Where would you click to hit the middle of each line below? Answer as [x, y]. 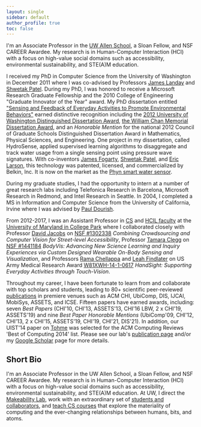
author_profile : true [33, 23]
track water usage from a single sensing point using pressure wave [89, 153]
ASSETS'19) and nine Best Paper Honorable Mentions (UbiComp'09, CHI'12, [100, 315]
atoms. [15, 419]
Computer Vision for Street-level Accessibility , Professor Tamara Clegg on [98, 240]
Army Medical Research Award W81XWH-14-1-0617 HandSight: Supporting [99, 265]
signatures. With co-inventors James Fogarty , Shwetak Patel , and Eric [92, 159]
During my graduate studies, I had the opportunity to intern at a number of [98, 184]
